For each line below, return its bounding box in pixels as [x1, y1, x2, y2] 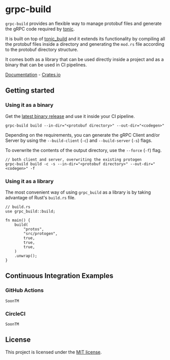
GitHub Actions [5, 287, 44, 294]
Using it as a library [5, 177, 54, 185]
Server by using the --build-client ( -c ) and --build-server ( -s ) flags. [5, 137, 152, 143]
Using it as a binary [5, 102, 54, 109]
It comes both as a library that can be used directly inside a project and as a [5, 56, 164, 62]
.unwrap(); [14, 253, 38, 258]
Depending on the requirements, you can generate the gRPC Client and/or [5, 132, 160, 138]
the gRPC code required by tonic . [5, 25, 75, 32]
